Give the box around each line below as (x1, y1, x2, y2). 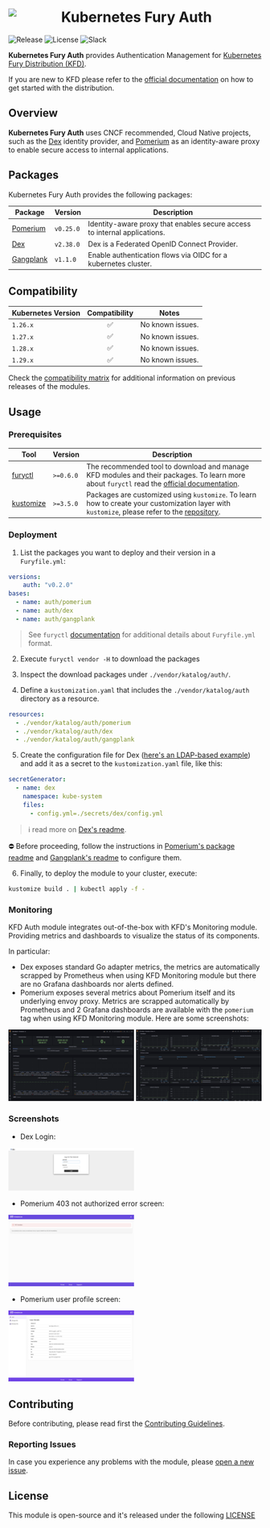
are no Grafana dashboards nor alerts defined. (19, 979, 174, 988)
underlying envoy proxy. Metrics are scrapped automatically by (19, 996, 230, 1006)
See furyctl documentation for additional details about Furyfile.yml (27, 629, 256, 640)
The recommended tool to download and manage (86, 462, 249, 471)
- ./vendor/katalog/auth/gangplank (15, 735, 135, 744)
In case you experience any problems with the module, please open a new (8, 1457, 255, 1467)
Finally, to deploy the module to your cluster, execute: (19, 868, 198, 878)
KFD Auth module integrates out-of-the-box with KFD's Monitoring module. (8, 922, 258, 932)
